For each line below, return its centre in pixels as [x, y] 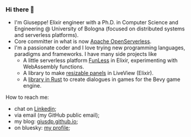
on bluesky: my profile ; [42, 128]
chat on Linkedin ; [35, 109]
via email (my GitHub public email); [57, 115]
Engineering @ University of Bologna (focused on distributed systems [99, 29]
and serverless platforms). [46, 35]
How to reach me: [27, 97]
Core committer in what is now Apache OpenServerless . [83, 42]
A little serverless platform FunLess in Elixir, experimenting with [100, 60]
